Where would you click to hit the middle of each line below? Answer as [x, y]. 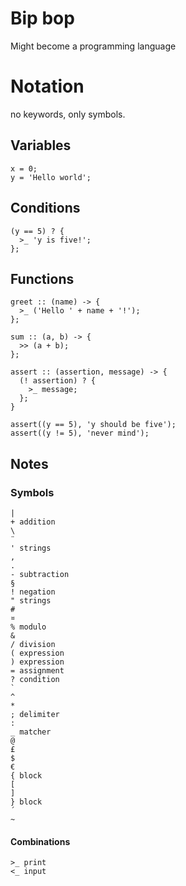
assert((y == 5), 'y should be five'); [93, 425]
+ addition [33, 522]
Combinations [40, 841]
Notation [47, 86]
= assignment [37, 671]
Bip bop [42, 18]
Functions [42, 278]
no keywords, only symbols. [68, 114]
